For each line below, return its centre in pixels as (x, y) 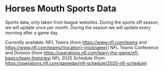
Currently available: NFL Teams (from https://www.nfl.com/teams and (76, 42)
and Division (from (24, 53)
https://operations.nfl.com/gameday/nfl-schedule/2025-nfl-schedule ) (76, 63)
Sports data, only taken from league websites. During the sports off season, (82, 22)
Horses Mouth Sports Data (61, 9)
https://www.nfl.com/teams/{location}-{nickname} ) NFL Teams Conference (82, 47)
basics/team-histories (27, 58)
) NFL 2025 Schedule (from (77, 58)
